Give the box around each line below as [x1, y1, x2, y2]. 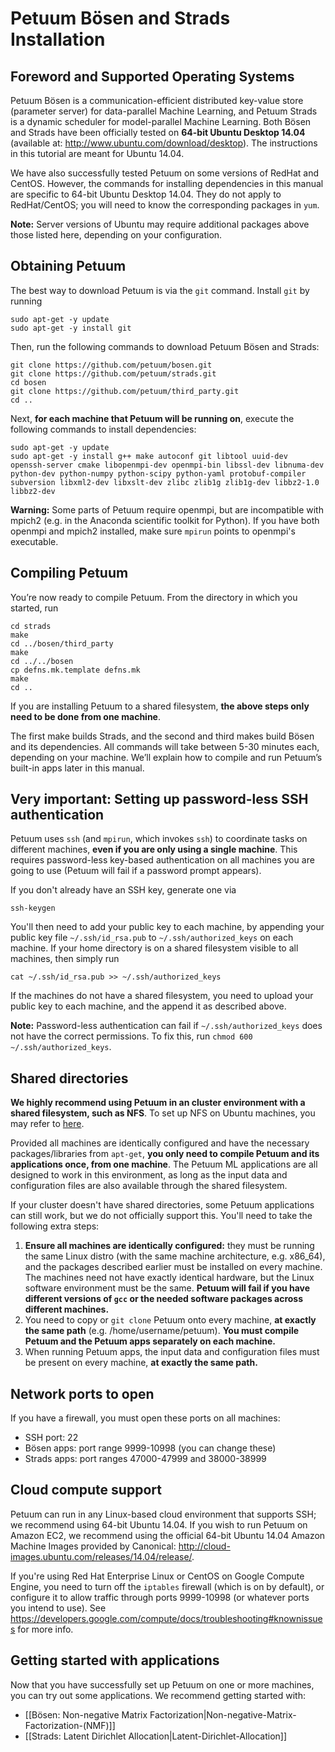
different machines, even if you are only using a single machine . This [10, 843, 298, 856]
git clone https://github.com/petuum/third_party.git [10, 386, 240, 396]
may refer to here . [10, 1118, 85, 1130]
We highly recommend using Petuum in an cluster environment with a [10, 1097, 306, 1109]
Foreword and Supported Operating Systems [10, 68, 295, 85]
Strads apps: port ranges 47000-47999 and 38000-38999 [24, 1453, 267, 1465]
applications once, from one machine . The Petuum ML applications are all [10, 1158, 318, 1171]
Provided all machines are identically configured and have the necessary [10, 1137, 310, 1149]
